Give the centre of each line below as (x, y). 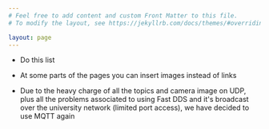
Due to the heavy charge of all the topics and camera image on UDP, (133, 91)
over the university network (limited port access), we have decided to (134, 107)
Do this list (37, 60)
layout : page (30, 37)
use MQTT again (47, 116)
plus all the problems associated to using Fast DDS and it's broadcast (134, 100)
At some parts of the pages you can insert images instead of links (128, 76)
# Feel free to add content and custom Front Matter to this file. (123, 16)
